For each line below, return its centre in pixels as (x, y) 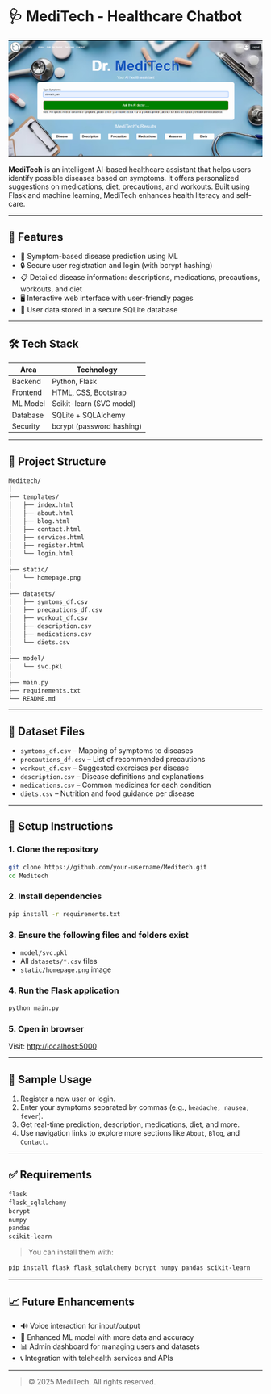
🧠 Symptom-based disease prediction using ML (99, 257)
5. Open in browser (46, 1028)
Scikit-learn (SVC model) (94, 404)
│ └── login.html (41, 554)
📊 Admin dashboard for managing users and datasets (110, 1346)
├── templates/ (34, 497)
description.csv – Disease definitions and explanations (112, 776)
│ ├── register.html (46, 546)
